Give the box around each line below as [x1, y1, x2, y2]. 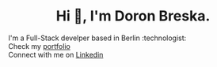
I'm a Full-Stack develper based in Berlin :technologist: [8, 33, 187, 43]
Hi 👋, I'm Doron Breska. [55, 7, 211, 25]
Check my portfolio [8, 41, 71, 50]
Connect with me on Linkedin [8, 50, 104, 59]
